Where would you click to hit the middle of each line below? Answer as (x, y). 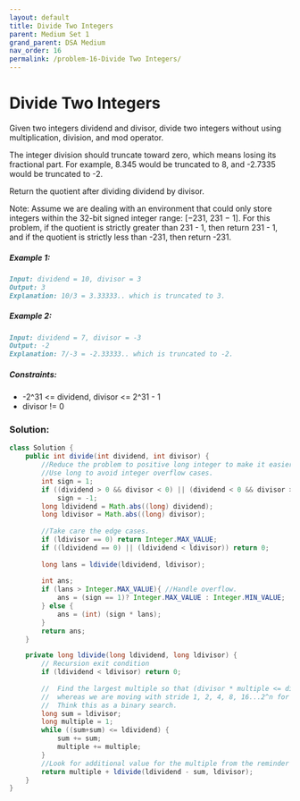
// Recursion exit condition (96, 664)
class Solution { (42, 448)
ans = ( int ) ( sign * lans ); (109, 614)
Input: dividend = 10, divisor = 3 (75, 279)
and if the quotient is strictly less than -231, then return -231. (121, 237)
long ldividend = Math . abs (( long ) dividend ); (128, 506)
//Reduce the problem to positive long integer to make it (154, 465)
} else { (58, 606)
